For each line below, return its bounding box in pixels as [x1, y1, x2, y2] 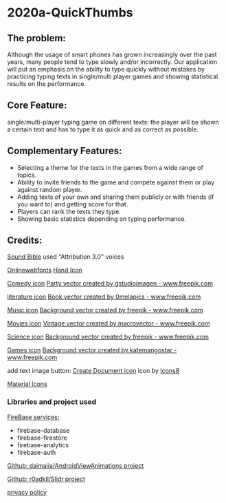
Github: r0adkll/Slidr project [7, 475, 86, 483]
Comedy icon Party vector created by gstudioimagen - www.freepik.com [7, 279, 213, 288]
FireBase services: [7, 413, 60, 421]
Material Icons [7, 380, 47, 388]
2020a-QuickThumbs [7, 5, 133, 21]
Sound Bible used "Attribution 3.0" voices [7, 253, 124, 261]
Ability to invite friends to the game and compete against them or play [16, 178, 215, 186]
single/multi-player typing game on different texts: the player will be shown [7, 118, 220, 126]
